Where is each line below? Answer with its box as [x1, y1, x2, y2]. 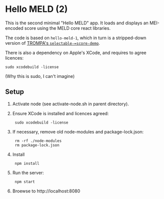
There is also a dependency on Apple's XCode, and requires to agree [5, 50, 147, 56]
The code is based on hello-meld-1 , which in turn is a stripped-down [5, 35, 147, 41]
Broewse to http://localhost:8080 [12, 188, 81, 194]
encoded [5, 25, 24, 31]
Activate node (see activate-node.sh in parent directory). [12, 101, 129, 107]
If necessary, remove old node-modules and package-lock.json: [12, 129, 144, 134]
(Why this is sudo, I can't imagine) [5, 73, 75, 79]
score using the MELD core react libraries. [24, 25, 111, 31]
